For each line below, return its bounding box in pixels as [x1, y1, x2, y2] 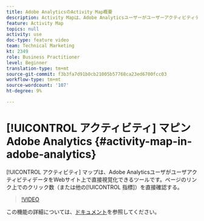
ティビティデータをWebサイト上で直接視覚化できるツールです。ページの [6, 175, 186, 183]
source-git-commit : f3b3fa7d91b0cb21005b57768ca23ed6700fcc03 [6, 71, 167, 77]
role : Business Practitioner [6, 54, 80, 60]
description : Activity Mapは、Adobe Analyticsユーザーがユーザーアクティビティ [6, 15, 195, 21]
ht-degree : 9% [6, 88, 42, 94]
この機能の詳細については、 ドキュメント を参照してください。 [6, 208, 160, 216]
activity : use [6, 32, 42, 38]
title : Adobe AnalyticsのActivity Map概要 [6, 8, 113, 15]
